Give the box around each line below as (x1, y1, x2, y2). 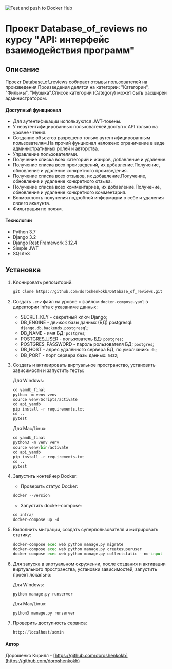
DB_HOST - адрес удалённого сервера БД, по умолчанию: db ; (20, 347, 157, 353)
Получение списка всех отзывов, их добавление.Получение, (12, 173, 147, 179)
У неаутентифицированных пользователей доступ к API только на (12, 124, 158, 130)
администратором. (5, 95, 47, 101)
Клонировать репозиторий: (12, 279, 73, 285)
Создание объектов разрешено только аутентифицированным (12, 135, 150, 141)
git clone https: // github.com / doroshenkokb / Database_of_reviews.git (12, 289, 163, 294)
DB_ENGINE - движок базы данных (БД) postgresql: (20, 319, 133, 326)
